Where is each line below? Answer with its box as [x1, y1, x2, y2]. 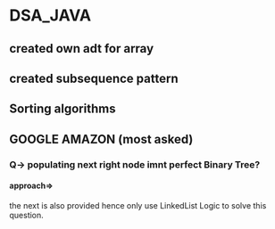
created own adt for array [9, 41, 154, 56]
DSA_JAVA [9, 5, 92, 26]
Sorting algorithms [9, 102, 116, 117]
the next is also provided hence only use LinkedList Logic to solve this [9, 200, 267, 210]
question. [9, 209, 45, 220]
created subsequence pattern [9, 70, 179, 86]
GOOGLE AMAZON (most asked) [9, 131, 194, 147]
